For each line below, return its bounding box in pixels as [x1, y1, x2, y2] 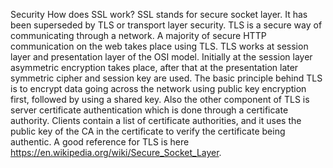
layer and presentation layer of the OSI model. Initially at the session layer [10, 51, 313, 63]
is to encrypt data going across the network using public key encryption [10, 83, 307, 94]
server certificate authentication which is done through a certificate [10, 104, 289, 116]
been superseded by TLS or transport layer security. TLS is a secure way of [10, 19, 323, 31]
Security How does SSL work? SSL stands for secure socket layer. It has [10, 9, 308, 20]
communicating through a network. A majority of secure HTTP [10, 30, 267, 41]
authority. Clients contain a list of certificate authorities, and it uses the [10, 115, 302, 126]
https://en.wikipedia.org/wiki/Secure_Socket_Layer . [10, 147, 222, 158]
